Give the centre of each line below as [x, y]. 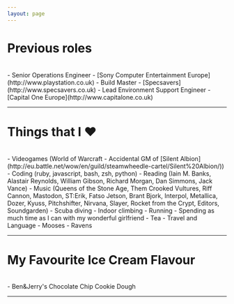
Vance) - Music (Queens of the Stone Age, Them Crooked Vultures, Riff [110, 188]
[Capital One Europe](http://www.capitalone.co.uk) [80, 97]
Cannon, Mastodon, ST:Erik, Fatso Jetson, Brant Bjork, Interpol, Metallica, [112, 195]
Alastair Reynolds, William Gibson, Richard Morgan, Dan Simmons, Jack [110, 181]
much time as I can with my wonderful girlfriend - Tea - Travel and [102, 218]
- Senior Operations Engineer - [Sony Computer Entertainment [97, 75]
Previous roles [50, 48]
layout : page [26, 14]
